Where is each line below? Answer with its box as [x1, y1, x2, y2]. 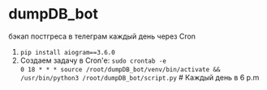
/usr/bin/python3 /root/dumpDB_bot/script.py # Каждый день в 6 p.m [19, 72, 260, 82]
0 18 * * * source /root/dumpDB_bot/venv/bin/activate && [19, 65, 221, 73]
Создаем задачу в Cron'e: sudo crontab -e [19, 55, 166, 65]
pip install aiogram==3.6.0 [19, 48, 115, 56]
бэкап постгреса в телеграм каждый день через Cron [8, 31, 196, 41]
